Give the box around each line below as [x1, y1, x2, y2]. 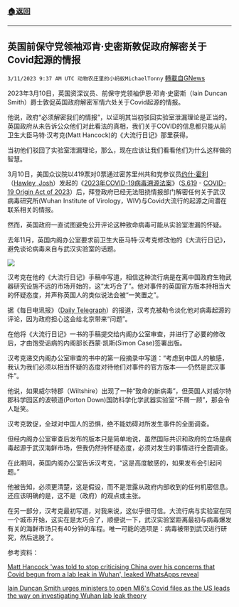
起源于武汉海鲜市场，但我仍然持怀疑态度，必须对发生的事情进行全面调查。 [13, 444, 232, 452]
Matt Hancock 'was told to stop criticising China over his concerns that [7, 563, 216, 571]
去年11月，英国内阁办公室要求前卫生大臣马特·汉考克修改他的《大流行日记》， [7, 236, 230, 245]
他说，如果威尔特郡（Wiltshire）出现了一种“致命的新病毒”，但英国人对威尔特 [7, 387, 232, 395]
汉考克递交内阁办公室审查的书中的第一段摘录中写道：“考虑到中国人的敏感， [7, 354, 229, 362]
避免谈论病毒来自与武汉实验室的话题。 [7, 245, 119, 253]
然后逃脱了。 [19, 533, 58, 542]
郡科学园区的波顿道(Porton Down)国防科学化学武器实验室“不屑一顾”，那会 [7, 396, 224, 404]
